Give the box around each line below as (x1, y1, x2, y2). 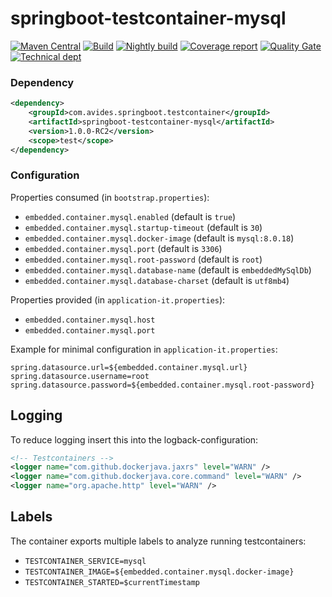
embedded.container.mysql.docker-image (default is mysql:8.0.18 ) (24, 232, 295, 244)
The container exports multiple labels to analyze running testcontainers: (10, 535, 307, 547)
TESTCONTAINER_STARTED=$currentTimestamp (24, 577, 200, 587)
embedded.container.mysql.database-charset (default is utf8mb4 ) (24, 274, 290, 286)
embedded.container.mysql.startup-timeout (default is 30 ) (24, 221, 263, 233)
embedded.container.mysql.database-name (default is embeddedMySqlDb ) (24, 263, 312, 276)
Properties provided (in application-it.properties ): (10, 293, 226, 306)
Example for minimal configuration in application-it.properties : (10, 343, 278, 355)
